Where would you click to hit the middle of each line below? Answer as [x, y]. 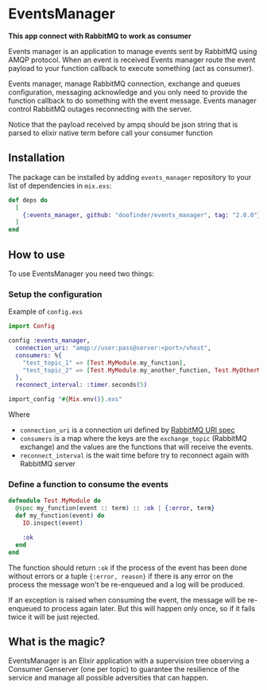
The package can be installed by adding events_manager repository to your [130, 177]
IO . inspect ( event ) [53, 523]
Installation [37, 158]
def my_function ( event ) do [60, 516]
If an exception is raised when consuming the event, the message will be [127, 600]
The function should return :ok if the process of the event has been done [128, 567]
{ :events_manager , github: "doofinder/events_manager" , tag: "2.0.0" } [142, 215]
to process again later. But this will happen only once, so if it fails [149, 608]
